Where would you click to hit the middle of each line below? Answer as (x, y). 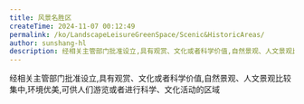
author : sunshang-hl (48, 43)
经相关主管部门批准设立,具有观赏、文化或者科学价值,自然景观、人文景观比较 (151, 79)
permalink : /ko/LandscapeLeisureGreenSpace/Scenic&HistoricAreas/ (137, 34)
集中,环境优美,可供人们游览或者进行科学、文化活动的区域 (115, 90)
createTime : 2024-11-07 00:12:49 (72, 26)
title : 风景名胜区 (41, 18)
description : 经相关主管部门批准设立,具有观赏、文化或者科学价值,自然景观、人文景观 (151, 52)
